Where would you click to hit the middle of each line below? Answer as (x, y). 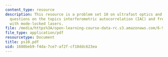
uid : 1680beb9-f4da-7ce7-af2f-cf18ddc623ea (51, 47)
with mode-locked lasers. (37, 24)
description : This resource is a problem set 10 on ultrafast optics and (84, 14)
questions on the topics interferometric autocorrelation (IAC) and (82, 19)
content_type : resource (30, 10)
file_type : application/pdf (34, 33)
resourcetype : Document (30, 38)
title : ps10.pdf (22, 42)
